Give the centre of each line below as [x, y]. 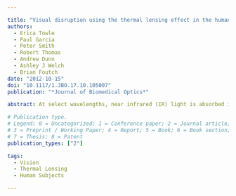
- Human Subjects [39, 176]
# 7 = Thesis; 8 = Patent [45, 137]
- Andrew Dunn [34, 59]
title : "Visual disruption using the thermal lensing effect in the [110, 20]
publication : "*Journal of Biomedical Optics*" [78, 92]
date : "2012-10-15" [36, 79]
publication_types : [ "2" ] [45, 143]
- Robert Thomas [37, 53]
